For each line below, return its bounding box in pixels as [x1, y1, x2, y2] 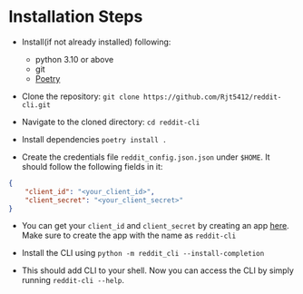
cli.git [21, 100, 51, 110]
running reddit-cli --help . [21, 275, 124, 286]
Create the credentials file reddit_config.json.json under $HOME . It [21, 152, 270, 162]
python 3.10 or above [34, 54, 114, 64]
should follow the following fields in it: [21, 161, 163, 171]
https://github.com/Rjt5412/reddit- [142, 93, 282, 102]
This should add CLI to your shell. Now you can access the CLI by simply [21, 265, 294, 276]
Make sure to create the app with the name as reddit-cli [21, 230, 237, 241]
